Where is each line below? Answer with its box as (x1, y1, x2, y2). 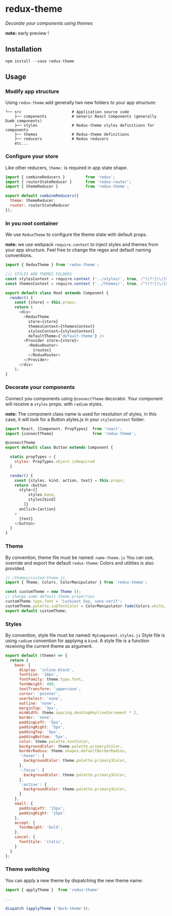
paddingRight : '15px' (18, 810, 66, 816)
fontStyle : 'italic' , (18, 839, 66, 845)
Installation (5, 45, 42, 54)
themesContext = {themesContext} (28, 324, 95, 329)
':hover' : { (18, 753, 45, 758)
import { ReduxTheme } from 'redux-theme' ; (5, 263, 100, 268)
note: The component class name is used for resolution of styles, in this (5, 410, 157, 417)
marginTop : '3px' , (18, 705, 58, 711)
